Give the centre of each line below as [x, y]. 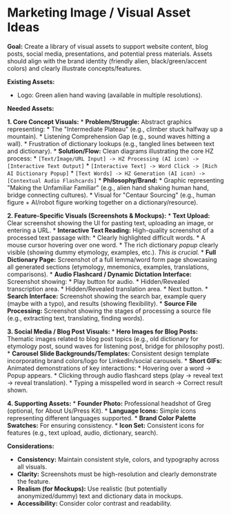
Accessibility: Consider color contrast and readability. [94, 503]
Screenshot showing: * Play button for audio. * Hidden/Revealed [98, 281]
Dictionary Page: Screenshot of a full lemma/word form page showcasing [112, 259]
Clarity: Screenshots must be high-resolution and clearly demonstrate [117, 474]
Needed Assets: [31, 108]
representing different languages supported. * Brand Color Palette [102, 418]
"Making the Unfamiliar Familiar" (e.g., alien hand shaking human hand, [108, 187]
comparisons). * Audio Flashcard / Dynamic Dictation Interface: [99, 274]
